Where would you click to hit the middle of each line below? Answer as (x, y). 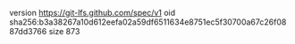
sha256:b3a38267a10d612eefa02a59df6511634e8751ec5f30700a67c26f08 (148, 22)
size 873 (64, 31)
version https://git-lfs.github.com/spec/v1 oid (93, 13)
